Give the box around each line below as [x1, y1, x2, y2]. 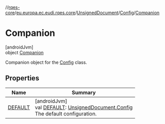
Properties [5, 74, 39, 82]
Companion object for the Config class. [5, 59, 88, 65]
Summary [71, 89, 96, 96]
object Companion [5, 49, 44, 55]
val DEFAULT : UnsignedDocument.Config [34, 104, 133, 111]
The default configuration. [34, 110, 97, 117]
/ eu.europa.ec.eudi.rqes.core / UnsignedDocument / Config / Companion [14, 10, 160, 16]
